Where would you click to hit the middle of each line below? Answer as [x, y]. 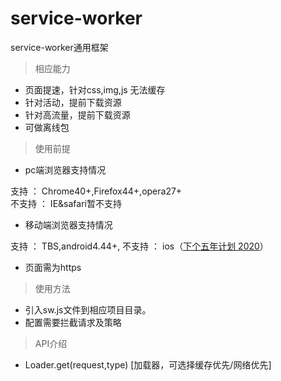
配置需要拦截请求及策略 [73, 322]
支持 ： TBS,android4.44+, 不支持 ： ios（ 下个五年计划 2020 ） [139, 246]
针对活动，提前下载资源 [73, 102]
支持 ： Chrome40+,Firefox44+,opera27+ [96, 191]
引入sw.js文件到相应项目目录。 [88, 309]
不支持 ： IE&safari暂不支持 [66, 203]
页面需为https [53, 267]
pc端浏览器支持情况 [65, 169]
